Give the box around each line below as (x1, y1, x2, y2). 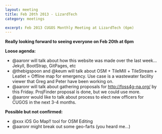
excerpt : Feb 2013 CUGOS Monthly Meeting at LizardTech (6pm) (5, 25, 134, 30)
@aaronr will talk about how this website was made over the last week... (12, 57, 157, 64)
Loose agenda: (5, 48, 36, 54)
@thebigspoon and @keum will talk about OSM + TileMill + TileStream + (12, 68, 158, 74)
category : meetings (5, 16, 45, 21)
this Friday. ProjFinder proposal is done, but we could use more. (12, 89, 141, 95)
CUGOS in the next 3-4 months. (12, 99, 77, 106)
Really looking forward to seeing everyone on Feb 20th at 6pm (5, 39, 134, 45)
